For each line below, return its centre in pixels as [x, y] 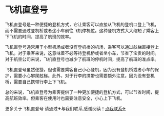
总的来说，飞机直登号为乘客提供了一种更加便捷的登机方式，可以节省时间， [80, 92]
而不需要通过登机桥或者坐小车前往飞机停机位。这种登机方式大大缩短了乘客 [80, 30]
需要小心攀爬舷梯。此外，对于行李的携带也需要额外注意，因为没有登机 [84, 76]
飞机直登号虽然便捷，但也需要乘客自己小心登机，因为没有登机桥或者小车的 [80, 69]
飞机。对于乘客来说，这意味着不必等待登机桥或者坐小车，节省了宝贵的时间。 [82, 53]
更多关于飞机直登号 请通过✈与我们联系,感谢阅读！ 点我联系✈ [65, 108]
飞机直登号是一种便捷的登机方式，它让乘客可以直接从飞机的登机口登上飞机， [82, 24]
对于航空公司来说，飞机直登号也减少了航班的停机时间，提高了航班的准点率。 [82, 59]
